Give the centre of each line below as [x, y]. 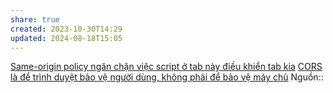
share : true [35, 19]
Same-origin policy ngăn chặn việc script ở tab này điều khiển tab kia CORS [166, 67]
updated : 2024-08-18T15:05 [66, 38]
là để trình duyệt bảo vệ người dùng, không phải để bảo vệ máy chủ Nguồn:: [167, 77]
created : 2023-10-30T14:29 [66, 29]
